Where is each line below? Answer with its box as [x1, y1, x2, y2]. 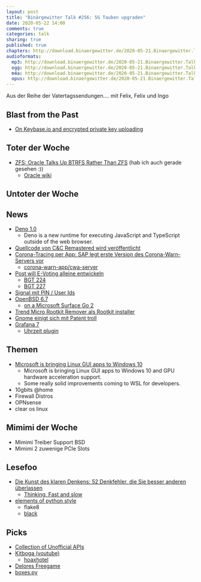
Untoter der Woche [6, 189, 79, 199]
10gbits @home [14, 386, 54, 393]
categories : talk [6, 31, 50, 37]
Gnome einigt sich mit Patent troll [14, 314, 97, 322]
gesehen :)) [14, 165, 44, 172]
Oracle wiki [23, 172, 52, 179]
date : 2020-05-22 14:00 [6, 20, 66, 26]
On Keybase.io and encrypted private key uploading [14, 125, 144, 133]
